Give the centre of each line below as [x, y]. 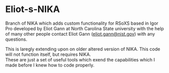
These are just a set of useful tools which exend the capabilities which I [80, 59]
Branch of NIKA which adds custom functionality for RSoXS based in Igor [82, 23]
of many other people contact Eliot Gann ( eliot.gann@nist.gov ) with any [80, 34]
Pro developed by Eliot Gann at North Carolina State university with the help [84, 28]
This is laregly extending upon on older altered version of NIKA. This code [83, 49]
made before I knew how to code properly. [50, 65]
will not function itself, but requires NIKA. [48, 54]
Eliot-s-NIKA [33, 9]
